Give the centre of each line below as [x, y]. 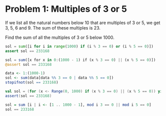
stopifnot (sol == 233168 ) [32, 83]
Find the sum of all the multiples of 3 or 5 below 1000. [60, 37]
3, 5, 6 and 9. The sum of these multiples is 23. [53, 28]
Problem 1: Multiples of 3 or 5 [66, 9]
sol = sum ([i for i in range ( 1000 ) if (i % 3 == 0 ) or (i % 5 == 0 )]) [79, 46]
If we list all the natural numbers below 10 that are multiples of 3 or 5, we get [83, 23]
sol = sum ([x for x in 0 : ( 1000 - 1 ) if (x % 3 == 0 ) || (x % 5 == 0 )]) [81, 60]
